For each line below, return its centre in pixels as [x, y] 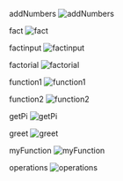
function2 [26, 99]
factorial [24, 65]
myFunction [30, 151]
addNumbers [33, 14]
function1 [25, 82]
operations [29, 167]
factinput [25, 48]
